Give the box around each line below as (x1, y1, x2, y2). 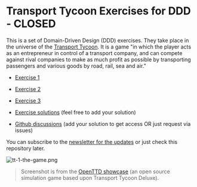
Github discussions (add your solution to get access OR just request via (14, 120, 191, 127)
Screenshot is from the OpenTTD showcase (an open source (20, 168, 170, 175)
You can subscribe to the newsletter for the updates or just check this (6, 138, 178, 145)
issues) (14, 126, 33, 134)
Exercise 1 (14, 74, 40, 81)
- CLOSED (6, 17, 56, 31)
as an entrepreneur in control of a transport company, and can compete (6, 49, 183, 56)
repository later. (6, 144, 45, 152)
